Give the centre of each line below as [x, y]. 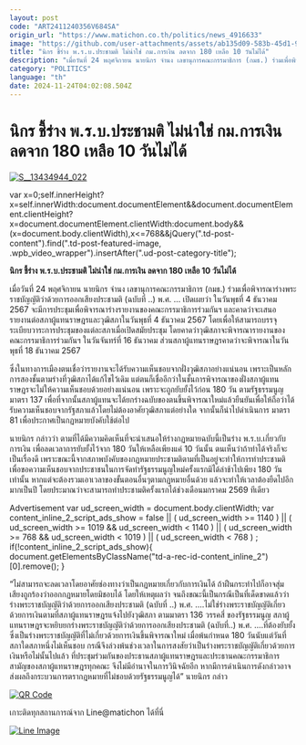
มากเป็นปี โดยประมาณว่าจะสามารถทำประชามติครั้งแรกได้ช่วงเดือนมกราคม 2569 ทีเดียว [140, 489]
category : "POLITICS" [51, 69]
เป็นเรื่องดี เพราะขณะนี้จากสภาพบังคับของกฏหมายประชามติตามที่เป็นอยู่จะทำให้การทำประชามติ [148, 458]
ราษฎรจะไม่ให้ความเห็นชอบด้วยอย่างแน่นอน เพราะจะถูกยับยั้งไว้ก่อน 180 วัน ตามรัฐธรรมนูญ [147, 389]
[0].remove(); [34, 566]
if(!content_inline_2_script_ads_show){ [81, 546]
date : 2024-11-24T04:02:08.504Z [71, 86]
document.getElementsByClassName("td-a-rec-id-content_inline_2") [139, 556]
